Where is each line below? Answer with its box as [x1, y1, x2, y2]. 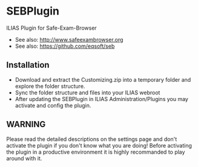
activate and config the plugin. [15, 102, 91, 109]
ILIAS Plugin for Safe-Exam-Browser [6, 24, 97, 31]
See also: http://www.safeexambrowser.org [15, 36, 124, 43]
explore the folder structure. [15, 82, 85, 90]
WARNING [6, 119, 46, 129]
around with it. [6, 154, 42, 162]
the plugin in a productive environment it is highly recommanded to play [6, 148, 185, 156]
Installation [6, 60, 50, 70]
